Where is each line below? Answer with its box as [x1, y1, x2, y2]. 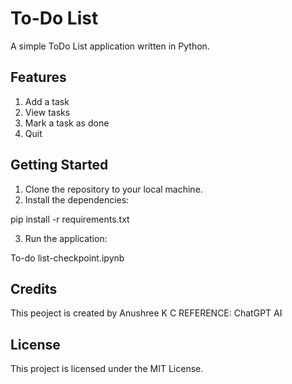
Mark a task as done [24, 117, 110, 129]
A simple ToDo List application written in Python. [10, 40, 210, 52]
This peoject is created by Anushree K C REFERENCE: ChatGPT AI [10, 307, 283, 319]
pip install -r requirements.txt [10, 213, 130, 225]
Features [10, 69, 67, 86]
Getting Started [10, 157, 109, 174]
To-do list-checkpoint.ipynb [10, 252, 125, 264]
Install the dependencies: [24, 193, 130, 206]
